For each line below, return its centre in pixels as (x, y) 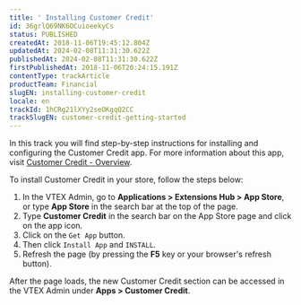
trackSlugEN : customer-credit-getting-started (98, 118)
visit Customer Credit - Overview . (71, 162)
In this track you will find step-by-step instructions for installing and (134, 144)
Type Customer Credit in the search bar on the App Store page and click (157, 216)
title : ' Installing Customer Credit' (82, 17)
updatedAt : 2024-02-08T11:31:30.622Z (80, 51)
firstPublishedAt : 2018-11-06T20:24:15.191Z (94, 68)
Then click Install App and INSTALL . (89, 245)
